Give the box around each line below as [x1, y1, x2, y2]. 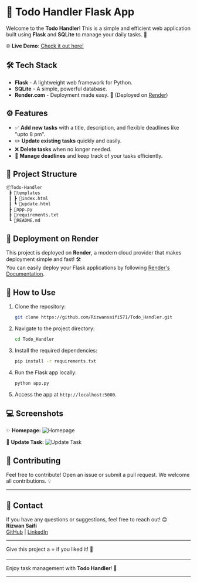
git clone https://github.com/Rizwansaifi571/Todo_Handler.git [14, 314, 173, 320]
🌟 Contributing [6, 456, 61, 466]
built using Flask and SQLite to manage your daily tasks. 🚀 [6, 30, 148, 38]
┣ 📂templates [8, 190, 41, 196]
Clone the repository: [14, 303, 66, 310]
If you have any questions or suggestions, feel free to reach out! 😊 [6, 516, 168, 523]
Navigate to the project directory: [14, 325, 95, 332]
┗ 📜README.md [8, 217, 41, 223]
